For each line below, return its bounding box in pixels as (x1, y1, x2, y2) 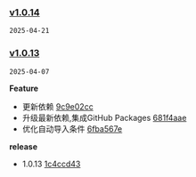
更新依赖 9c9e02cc (21, 101, 94, 112)
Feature (9, 83, 38, 93)
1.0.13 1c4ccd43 (21, 158, 81, 169)
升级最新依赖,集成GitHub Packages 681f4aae (21, 112, 187, 123)
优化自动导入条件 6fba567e (21, 123, 123, 134)
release (9, 141, 38, 152)
